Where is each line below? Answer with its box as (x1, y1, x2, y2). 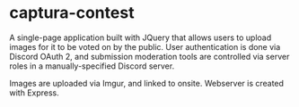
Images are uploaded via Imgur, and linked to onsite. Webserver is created (9, 78, 285, 88)
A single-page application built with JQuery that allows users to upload (9, 32, 272, 43)
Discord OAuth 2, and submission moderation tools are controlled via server (9, 51, 290, 62)
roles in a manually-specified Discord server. (9, 61, 175, 71)
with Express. (9, 87, 60, 98)
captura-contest (9, 3, 135, 23)
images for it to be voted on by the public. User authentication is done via (9, 41, 281, 52)
